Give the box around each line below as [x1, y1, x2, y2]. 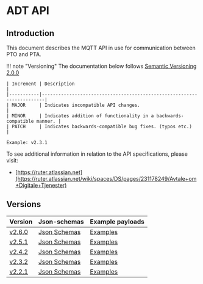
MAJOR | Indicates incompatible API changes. [12, 102, 140, 108]
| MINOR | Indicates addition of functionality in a [6, 113, 154, 119]
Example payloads [90, 217, 144, 226]
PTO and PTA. [6, 51, 41, 58]
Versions [6, 199, 41, 209]
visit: [6, 157, 18, 164]
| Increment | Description [6, 81, 75, 87]
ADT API [6, 4, 50, 18]
